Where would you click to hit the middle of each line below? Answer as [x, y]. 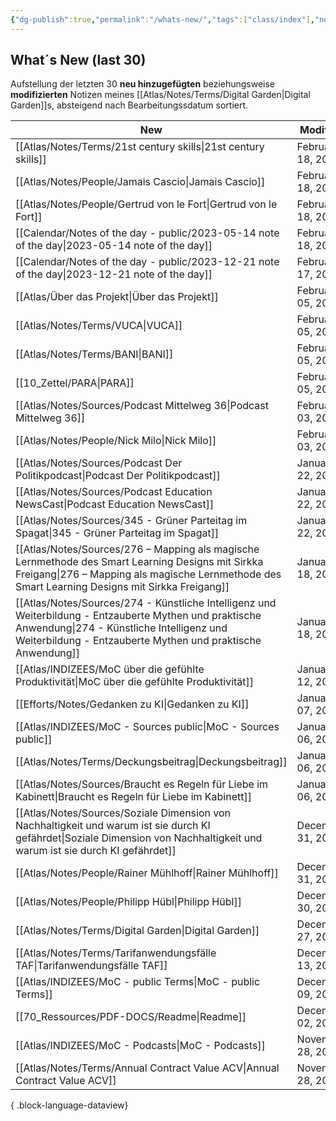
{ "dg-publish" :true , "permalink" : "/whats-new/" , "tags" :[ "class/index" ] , [162, 19]
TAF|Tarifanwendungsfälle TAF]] [91, 966]
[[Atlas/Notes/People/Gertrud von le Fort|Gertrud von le [146, 204]
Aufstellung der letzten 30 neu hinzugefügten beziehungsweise [142, 84]
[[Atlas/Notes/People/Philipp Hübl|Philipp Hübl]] [128, 902]
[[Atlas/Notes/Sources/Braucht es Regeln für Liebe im [142, 784]
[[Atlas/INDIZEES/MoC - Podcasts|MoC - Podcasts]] [140, 1046]
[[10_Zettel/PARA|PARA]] [75, 383]
